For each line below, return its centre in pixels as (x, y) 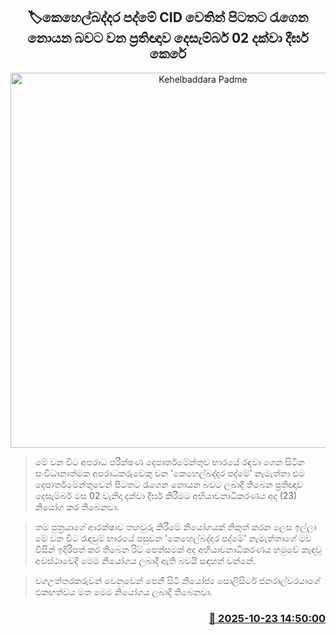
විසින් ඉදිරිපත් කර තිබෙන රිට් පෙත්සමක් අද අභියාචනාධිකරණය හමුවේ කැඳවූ (178, 549)
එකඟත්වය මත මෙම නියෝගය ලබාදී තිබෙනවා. (123, 591)
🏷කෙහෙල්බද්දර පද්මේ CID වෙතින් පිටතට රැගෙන (168, 17)
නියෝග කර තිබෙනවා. (77, 506)
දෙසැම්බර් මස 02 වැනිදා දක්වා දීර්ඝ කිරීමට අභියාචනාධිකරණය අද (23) (166, 495)
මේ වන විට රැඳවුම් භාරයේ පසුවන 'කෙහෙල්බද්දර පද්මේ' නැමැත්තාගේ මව (173, 538)
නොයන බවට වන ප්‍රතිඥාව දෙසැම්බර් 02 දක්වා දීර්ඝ (168, 38)
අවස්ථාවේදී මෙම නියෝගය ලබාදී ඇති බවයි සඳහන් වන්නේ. (145, 560)
